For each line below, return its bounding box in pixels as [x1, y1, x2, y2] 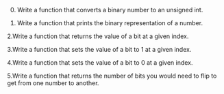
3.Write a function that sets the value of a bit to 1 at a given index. [7, 46, 192, 53]
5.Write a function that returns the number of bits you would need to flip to [7, 72, 217, 80]
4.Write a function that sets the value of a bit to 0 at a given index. [7, 59, 193, 67]
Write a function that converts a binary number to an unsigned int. [16, 6, 203, 14]
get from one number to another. [7, 79, 99, 87]
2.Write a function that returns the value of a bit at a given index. [7, 32, 189, 40]
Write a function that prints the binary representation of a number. [16, 19, 203, 27]
